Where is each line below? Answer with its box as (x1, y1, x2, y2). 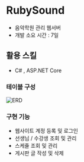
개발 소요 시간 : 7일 (14, 31, 59, 39)
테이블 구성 (6, 83, 36, 91)
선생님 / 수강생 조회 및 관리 (14, 135, 77, 142)
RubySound (6, 4, 65, 17)
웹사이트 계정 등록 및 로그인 (14, 127, 79, 135)
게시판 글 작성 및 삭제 (14, 149, 64, 157)
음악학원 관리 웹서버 (14, 24, 61, 31)
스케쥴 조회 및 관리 (14, 142, 58, 149)
